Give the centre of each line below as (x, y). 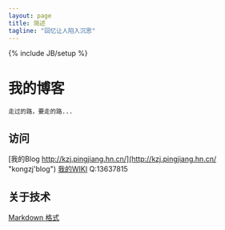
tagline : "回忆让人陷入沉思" (52, 30)
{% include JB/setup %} (48, 54)
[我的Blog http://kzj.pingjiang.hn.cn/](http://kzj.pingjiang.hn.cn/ (112, 159)
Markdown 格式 (34, 217)
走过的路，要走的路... (41, 112)
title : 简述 (27, 23)
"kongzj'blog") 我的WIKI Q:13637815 (68, 169)
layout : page (30, 16)
